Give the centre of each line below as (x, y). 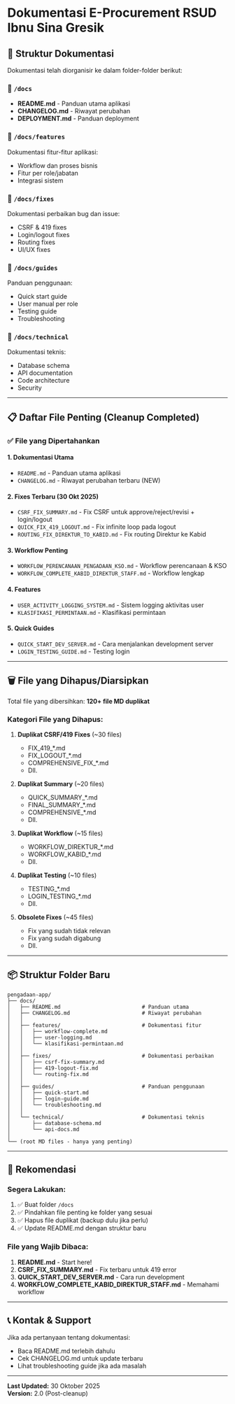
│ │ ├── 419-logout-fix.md (53, 1068)
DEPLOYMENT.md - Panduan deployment (78, 119)
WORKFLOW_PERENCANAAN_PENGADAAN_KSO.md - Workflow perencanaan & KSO (122, 566)
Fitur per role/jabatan (48, 173)
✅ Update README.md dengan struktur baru (82, 1228)
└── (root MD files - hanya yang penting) (70, 1142)
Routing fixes (36, 242)
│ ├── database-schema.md (54, 1123)
